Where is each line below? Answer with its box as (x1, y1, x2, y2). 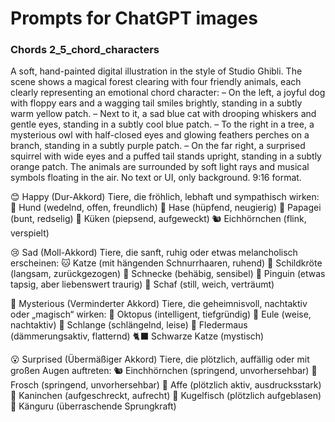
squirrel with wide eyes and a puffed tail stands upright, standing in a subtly (10, 150, 322, 162)
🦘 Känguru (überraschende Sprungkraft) (10, 400, 177, 412)
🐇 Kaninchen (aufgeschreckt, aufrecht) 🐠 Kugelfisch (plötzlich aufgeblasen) (10, 390, 322, 402)
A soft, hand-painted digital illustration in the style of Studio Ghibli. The (10, 65, 303, 77)
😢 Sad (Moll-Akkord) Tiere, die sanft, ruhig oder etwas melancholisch (10, 247, 298, 259)
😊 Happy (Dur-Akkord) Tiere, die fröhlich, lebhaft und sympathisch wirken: (10, 191, 320, 203)
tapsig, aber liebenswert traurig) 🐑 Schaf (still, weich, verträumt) (10, 278, 275, 291)
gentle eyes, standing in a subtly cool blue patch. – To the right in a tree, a (10, 118, 315, 131)
